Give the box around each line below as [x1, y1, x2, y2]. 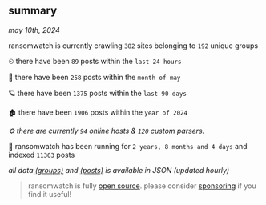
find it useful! [27, 189, 72, 199]
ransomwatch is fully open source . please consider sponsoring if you [27, 181, 256, 191]
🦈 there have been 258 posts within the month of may [8, 72, 181, 82]
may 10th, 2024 [8, 25, 60, 34]
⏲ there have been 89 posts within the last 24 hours [8, 56, 182, 66]
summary [8, 4, 58, 18]
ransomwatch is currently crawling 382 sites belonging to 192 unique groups [8, 41, 259, 50]
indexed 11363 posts [8, 150, 75, 159]
